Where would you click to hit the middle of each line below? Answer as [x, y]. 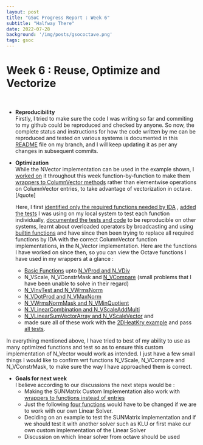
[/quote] [25, 195]
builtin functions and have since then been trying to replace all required [105, 233]
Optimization [32, 163]
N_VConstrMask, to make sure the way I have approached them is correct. [99, 366]
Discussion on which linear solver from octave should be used [102, 436]
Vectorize [31, 84]
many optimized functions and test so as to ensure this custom [85, 347]
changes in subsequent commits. [57, 151]
